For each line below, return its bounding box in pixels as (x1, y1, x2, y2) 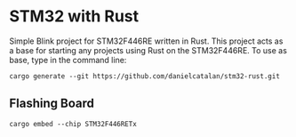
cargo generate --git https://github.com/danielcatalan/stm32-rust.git (9, 71, 280, 81)
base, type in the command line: (9, 54, 127, 65)
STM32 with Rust (9, 6, 140, 27)
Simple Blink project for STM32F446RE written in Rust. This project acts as (9, 36, 284, 46)
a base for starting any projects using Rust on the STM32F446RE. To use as (9, 44, 287, 55)
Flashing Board (9, 96, 95, 111)
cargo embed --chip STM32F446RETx (9, 119, 138, 128)
